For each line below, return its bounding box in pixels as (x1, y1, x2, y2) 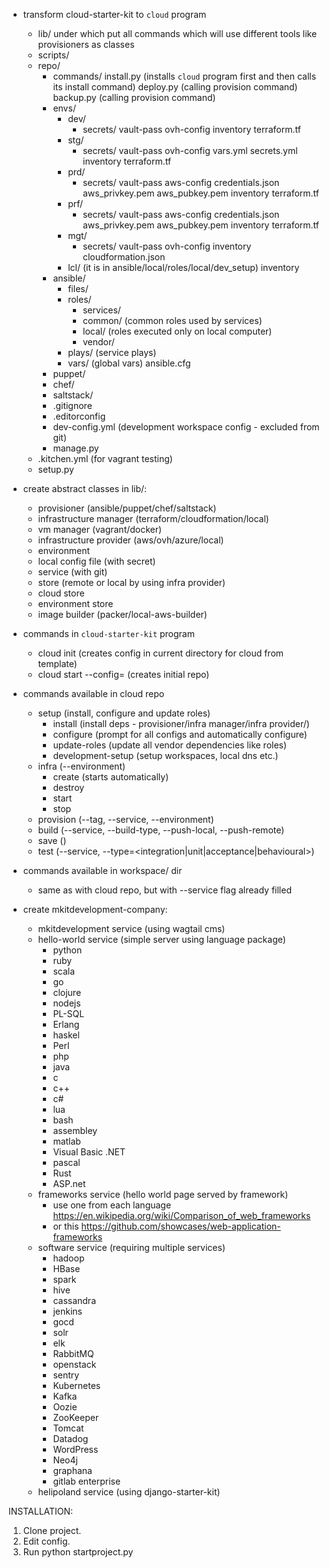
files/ (67, 283, 89, 294)
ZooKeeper (52, 1412, 100, 1423)
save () (37, 835, 67, 846)
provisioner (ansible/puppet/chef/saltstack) (37, 502, 217, 514)
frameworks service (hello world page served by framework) (37, 1189, 289, 1200)
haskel (52, 1029, 80, 1041)
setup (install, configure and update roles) (37, 707, 211, 719)
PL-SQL (52, 1008, 85, 1019)
